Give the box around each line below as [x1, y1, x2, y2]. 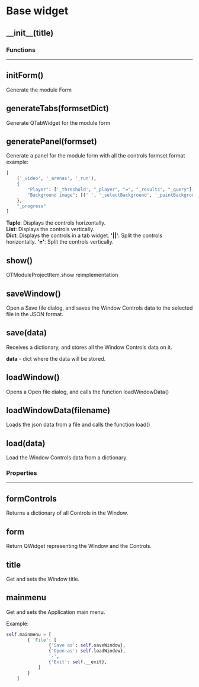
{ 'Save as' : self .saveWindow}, [48, 642, 126, 648]
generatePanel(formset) [6, 136, 98, 146]
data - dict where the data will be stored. [6, 355, 106, 362]
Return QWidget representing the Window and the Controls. [6, 543, 152, 550]
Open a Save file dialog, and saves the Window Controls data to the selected [6, 304, 193, 311]
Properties [6, 469, 37, 477]
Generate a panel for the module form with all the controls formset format [6, 152, 185, 159]
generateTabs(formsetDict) [6, 103, 110, 114]
